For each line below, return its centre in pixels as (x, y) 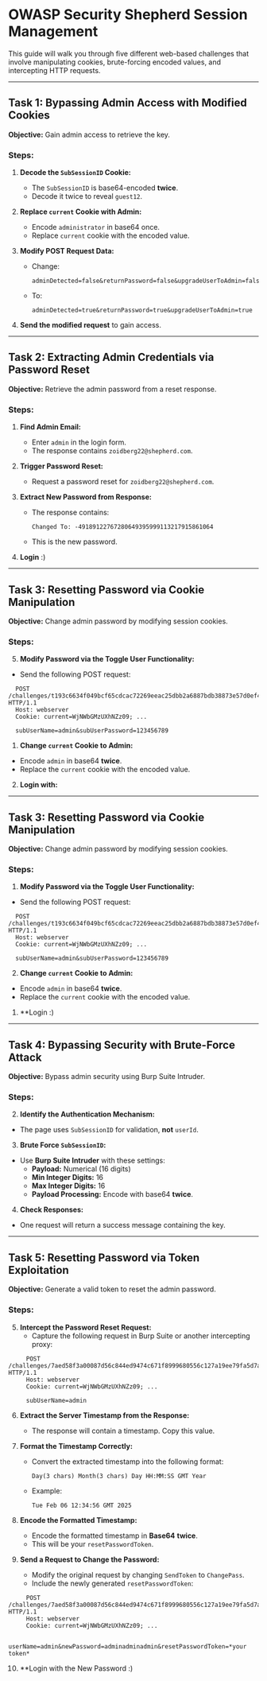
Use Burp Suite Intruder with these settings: (92, 1161)
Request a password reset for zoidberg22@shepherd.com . (123, 482)
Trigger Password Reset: (61, 466)
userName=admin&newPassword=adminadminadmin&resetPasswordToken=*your (128, 1646)
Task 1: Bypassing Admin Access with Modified (128, 103)
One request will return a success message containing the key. (122, 1225)
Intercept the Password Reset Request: (85, 1327)
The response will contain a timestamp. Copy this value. (123, 1431)
